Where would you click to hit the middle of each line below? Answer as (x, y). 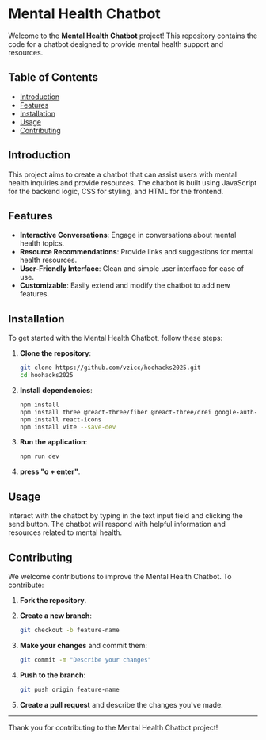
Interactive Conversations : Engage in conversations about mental (128, 235)
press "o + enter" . (50, 471)
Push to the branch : (53, 675)
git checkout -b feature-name (70, 630)
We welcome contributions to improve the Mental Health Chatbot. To (120, 576)
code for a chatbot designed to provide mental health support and (116, 44)
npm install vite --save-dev (68, 427)
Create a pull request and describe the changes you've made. (121, 704)
